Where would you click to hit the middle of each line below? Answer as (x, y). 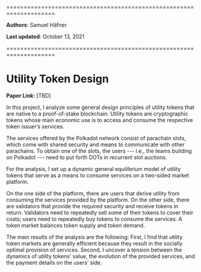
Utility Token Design (58, 79)
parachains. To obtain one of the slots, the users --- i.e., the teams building (99, 150)
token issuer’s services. (35, 126)
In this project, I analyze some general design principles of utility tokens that (100, 107)
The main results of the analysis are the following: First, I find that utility (94, 237)
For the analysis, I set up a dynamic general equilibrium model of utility (94, 168)
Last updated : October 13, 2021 (46, 36)
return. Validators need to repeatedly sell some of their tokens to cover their (100, 212)
